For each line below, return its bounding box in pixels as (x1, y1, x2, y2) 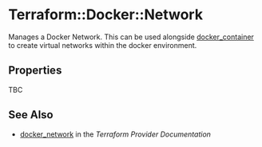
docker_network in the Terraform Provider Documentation (19, 129, 212, 139)
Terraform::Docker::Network (8, 6, 204, 24)
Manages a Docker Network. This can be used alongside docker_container (8, 32, 254, 42)
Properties (8, 64, 62, 77)
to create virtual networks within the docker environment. (8, 40, 197, 50)
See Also (8, 108, 54, 121)
